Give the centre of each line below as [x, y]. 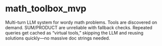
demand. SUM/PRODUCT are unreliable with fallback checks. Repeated [79, 27]
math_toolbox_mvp [46, 9]
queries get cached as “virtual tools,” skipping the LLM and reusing [74, 33]
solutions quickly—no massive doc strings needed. [58, 38]
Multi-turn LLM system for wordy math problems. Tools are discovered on [81, 22]
